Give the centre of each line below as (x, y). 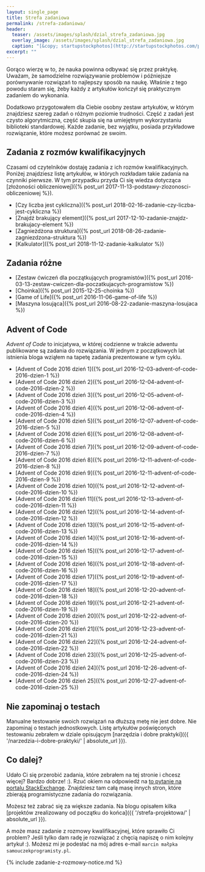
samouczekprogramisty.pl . (39, 850)
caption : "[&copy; (35, 46)
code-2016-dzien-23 (41, 662)
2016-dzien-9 (32, 479)
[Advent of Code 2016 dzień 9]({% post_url (69, 473)
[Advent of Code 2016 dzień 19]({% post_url (70, 603)
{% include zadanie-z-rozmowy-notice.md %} (65, 862)
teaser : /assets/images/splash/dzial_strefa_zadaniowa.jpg (88, 35)
